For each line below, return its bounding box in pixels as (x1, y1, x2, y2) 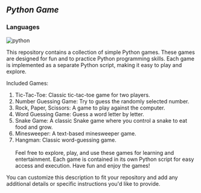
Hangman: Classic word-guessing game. (14, 136, 116, 143)
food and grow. (14, 123, 53, 131)
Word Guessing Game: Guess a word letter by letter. (14, 110, 145, 117)
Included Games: (6, 79, 49, 87)
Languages (6, 23, 40, 31)
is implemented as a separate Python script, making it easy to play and (6, 61, 182, 68)
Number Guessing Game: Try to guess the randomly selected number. (14, 97, 190, 105)
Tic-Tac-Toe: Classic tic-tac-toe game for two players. (14, 91, 150, 99)
